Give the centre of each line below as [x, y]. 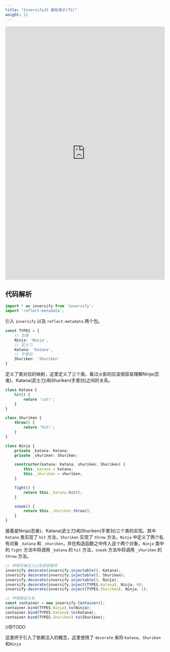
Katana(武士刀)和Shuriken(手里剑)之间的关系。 [64, 380]
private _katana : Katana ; [42, 451]
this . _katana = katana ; [48, 469]
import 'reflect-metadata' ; [35, 311]
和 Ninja [13, 643]
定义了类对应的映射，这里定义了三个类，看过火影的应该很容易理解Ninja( [80, 374]
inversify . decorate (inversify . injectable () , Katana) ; [63, 570]
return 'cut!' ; [39, 399]
